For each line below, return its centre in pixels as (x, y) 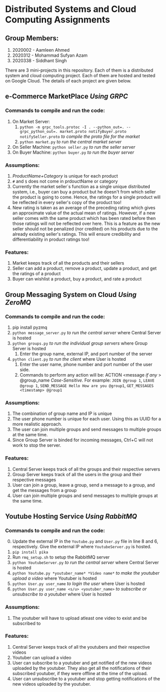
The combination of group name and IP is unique (62, 413)
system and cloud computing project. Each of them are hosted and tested (80, 75)
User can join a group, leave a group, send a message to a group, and (83, 485)
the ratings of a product (36, 274)
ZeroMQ (18, 302)
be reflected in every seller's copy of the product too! (67, 202)
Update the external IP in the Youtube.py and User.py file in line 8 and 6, (85, 541)
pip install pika (30, 552)
